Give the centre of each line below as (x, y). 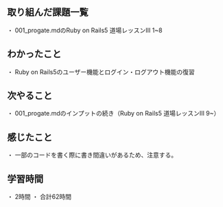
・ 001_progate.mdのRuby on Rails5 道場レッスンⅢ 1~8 (85, 30)
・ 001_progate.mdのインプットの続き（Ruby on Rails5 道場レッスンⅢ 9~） (114, 113)
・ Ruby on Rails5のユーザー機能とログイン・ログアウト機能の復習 (101, 72)
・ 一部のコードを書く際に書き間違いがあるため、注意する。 (92, 155)
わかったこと (34, 54)
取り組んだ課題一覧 (48, 12)
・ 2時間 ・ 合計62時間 (39, 197)
